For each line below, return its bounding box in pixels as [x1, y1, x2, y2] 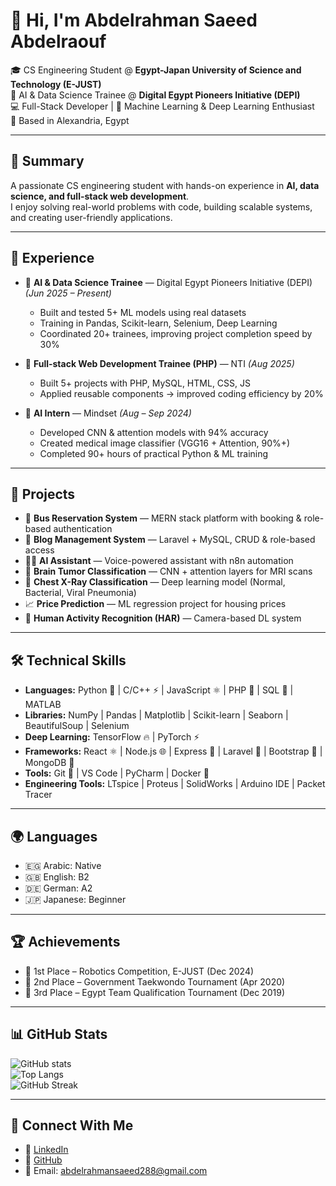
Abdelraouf [10, 30, 107, 53]
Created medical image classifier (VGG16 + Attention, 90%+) [39, 437, 291, 449]
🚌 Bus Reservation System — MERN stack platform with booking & [24, 512, 302, 524]
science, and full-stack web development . [10, 190, 190, 202]
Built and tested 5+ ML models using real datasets [39, 306, 247, 318]
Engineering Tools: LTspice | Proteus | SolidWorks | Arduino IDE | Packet [24, 778, 326, 790]
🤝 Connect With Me [10, 1117, 134, 1134]
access [24, 544, 55, 556]
